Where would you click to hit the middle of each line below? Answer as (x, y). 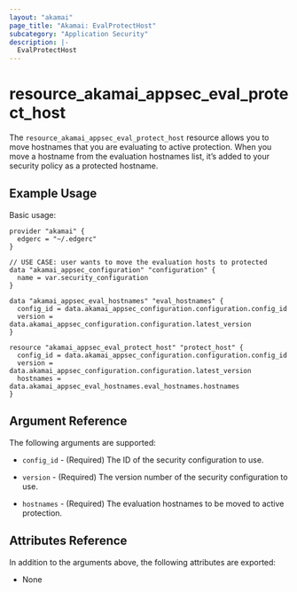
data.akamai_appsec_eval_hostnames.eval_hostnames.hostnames (125, 386)
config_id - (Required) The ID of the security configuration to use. (143, 460)
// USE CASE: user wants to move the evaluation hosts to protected (138, 262)
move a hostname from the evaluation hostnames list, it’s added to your (140, 157)
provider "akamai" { (47, 231)
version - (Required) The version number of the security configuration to (155, 477)
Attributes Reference (68, 541)
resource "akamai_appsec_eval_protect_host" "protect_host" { (126, 347)
